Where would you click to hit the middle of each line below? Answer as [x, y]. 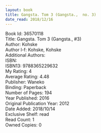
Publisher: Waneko [25, 82]
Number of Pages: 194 [29, 93]
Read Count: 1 [20, 120]
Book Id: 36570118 [25, 34]
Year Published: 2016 [27, 98]
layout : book [19, 10]
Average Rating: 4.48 [27, 77]
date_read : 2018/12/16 [29, 19]
